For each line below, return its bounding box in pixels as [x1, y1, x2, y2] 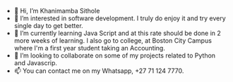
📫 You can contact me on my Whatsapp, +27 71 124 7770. [13, 67, 184, 75]
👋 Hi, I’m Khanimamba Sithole [13, 7, 100, 15]
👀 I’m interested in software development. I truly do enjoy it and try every [13, 14, 226, 22]
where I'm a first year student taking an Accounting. [13, 44, 166, 52]
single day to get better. [13, 22, 83, 29]
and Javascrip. [13, 59, 58, 67]
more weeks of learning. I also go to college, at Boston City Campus [13, 36, 212, 45]
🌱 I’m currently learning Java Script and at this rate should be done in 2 [13, 29, 221, 37]
